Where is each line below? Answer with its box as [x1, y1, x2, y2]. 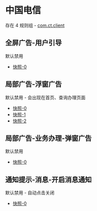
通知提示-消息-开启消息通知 [5, 175, 92, 184]
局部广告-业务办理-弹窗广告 [5, 134, 92, 142]
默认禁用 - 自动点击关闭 [5, 190, 55, 196]
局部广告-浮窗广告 [5, 80, 62, 89]
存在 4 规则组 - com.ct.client [5, 22, 65, 28]
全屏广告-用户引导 [5, 38, 62, 47]
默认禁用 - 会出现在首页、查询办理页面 [5, 94, 86, 100]
